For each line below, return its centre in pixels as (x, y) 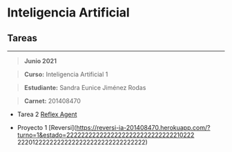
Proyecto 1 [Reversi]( (47, 128)
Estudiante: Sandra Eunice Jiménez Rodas (85, 88)
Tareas (22, 38)
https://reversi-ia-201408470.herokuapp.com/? (143, 128)
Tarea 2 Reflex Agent (47, 114)
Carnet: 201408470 (52, 101)
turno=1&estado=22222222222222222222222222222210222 (106, 135)
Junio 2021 (40, 61)
